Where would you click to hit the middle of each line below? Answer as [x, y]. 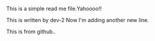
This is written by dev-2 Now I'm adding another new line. [77, 20]
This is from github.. [31, 31]
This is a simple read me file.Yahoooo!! [54, 9]
